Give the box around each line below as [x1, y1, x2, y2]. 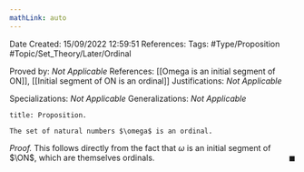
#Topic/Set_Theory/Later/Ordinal [9, 47, 132, 59]
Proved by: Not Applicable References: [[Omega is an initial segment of [9, 66, 276, 76]
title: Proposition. [9, 110, 88, 119]
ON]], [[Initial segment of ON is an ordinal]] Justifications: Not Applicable [9, 75, 283, 86]
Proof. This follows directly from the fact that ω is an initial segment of [9, 142, 271, 153]
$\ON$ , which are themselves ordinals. [9, 152, 155, 163]
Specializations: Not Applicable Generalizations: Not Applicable [9, 93, 247, 104]
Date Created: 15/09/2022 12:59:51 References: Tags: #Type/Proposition [9, 38, 280, 49]
